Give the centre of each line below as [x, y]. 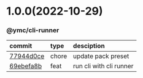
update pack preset [101, 56]
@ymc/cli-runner [33, 30]
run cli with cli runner [103, 66]
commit [21, 46]
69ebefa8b [26, 66]
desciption [89, 46]
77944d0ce [27, 56]
